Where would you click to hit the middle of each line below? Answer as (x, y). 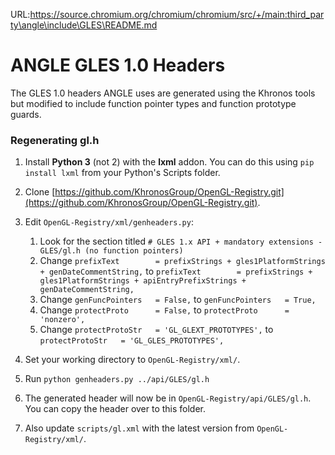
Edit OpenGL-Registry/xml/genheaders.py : (109, 222)
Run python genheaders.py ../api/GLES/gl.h (117, 379)
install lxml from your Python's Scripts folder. (122, 173)
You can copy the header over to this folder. (115, 409)
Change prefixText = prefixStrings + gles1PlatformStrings (182, 261)
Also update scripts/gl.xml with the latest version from (139, 428)
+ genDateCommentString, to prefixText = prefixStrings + (176, 271)
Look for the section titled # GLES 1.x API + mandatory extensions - (181, 241)
